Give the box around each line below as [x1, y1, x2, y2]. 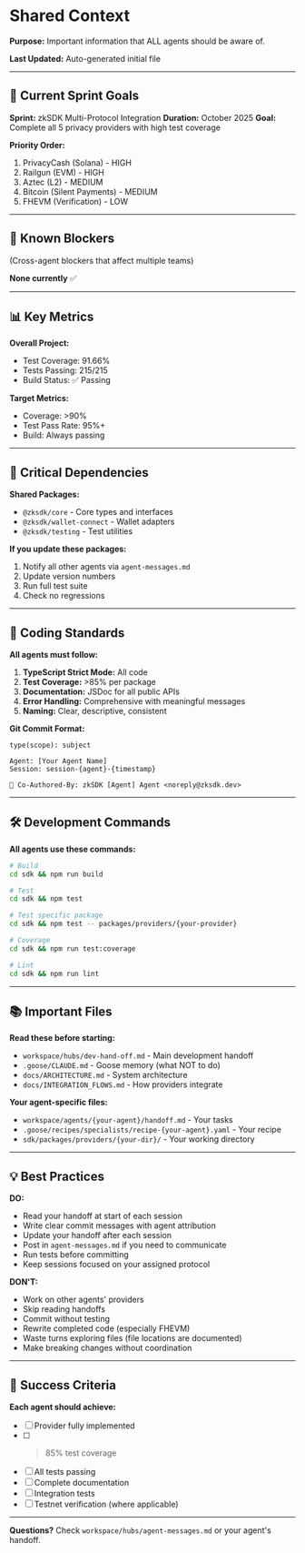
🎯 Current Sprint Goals [9, 88, 139, 104]
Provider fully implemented [34, 1420, 135, 1431]
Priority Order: [9, 139, 65, 150]
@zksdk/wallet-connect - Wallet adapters [22, 516, 175, 528]
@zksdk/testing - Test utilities [22, 526, 133, 537]
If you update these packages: [9, 543, 127, 555]
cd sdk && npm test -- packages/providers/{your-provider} [9, 920, 238, 929]
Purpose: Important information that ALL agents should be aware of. [9, 35, 265, 46]
